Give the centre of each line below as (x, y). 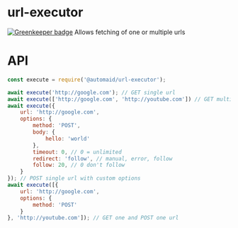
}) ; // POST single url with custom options (74, 178)
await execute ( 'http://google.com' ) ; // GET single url (91, 92)
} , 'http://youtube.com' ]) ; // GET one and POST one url (93, 218)
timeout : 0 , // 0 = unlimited (77, 152)
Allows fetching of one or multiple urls (130, 32)
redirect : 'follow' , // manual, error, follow (103, 158)
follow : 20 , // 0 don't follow (79, 165)
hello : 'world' (68, 139)
